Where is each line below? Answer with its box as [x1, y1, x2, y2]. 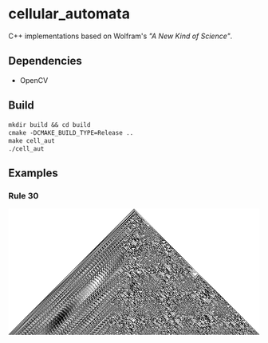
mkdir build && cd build [8, 120, 91, 128]
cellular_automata [8, 5, 130, 23]
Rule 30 [8, 190, 39, 201]
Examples [8, 166, 58, 179]
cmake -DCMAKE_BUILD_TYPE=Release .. [8, 128, 134, 136]
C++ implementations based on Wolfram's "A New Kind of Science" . [8, 31, 233, 41]
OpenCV [19, 75, 49, 85]
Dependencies [8, 54, 82, 68]
